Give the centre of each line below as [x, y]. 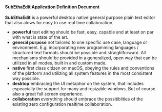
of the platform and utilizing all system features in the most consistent [82, 73]
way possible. [26, 79]
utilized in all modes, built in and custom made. [59, 63]
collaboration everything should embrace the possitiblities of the [77, 99]
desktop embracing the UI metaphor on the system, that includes [78, 84]
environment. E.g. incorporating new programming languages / [75, 48]
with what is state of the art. [40, 37]
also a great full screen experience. [48, 94]
